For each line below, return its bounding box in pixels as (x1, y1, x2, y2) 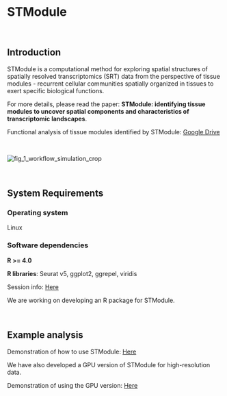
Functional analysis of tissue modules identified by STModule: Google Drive (7, 127, 220, 136)
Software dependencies (7, 240, 89, 250)
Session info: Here (7, 282, 59, 291)
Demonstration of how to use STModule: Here (7, 347, 137, 356)
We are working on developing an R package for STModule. (7, 296, 176, 304)
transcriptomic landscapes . (7, 114, 88, 123)
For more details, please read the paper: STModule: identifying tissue (7, 100, 206, 108)
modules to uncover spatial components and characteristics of (7, 107, 189, 115)
